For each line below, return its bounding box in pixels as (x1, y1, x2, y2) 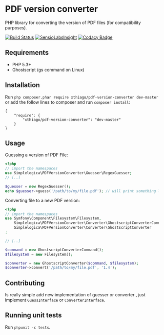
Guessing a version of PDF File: (5, 152, 68, 158)
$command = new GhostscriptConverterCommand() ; (5, 247, 104, 252)
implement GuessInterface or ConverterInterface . (5, 297, 105, 303)
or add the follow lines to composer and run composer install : (5, 99, 130, 105)
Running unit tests (5, 311, 62, 319)
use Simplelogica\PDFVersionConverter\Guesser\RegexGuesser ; (5, 170, 132, 176)
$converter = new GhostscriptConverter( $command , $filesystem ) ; (5, 261, 139, 265)
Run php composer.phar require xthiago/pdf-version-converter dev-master (5, 94, 159, 100)
